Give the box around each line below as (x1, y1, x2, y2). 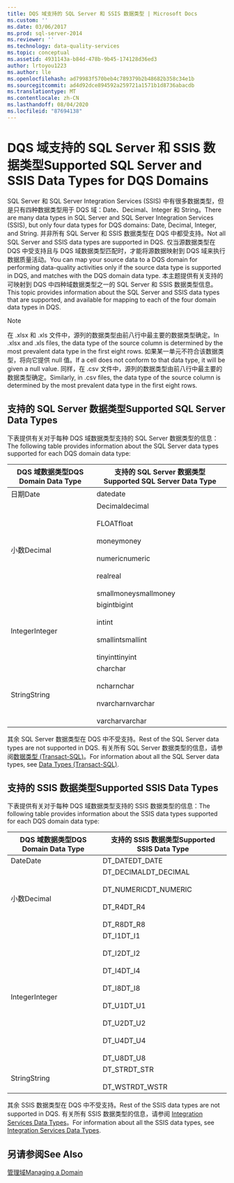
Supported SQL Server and (44, 157, 202, 173)
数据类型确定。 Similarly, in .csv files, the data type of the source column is (7, 373, 221, 382)
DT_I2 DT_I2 (102, 948, 141, 958)
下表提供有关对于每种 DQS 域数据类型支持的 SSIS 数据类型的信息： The (7, 801, 210, 811)
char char (96, 663, 127, 673)
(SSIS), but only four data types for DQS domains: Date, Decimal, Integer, (7, 221, 217, 229)
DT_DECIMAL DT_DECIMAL (102, 867, 190, 877)
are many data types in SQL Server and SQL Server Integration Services (7, 213, 214, 222)
